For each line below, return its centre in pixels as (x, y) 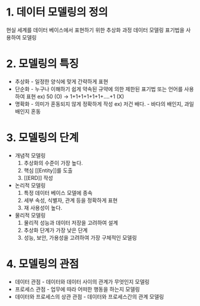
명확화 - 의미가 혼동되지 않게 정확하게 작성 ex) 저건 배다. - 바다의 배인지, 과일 (104, 104)
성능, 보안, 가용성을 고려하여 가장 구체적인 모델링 (80, 237)
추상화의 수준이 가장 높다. (53, 163)
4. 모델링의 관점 (43, 264)
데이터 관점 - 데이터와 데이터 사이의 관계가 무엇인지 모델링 (82, 281)
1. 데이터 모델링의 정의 (57, 12)
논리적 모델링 (30, 185)
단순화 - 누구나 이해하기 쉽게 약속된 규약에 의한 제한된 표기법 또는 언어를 (99, 89)
